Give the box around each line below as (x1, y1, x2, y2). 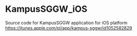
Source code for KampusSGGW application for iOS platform (5, 20, 128, 26)
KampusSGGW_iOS (5, 3, 88, 15)
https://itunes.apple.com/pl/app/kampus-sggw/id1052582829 (5, 25, 133, 31)
